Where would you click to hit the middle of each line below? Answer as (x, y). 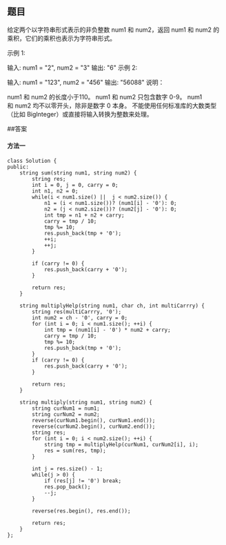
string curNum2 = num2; (66, 415)
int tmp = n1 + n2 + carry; (84, 215)
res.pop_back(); (67, 487)
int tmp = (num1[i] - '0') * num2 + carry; (107, 330)
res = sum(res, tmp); (75, 451)
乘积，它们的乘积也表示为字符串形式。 (61, 38)
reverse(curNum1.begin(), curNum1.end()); (94, 421)
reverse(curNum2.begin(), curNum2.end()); (94, 427)
